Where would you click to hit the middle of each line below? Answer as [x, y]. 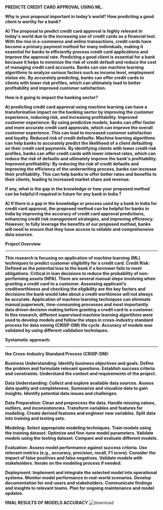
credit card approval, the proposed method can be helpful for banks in [77, 208]
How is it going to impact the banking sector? [52, 97]
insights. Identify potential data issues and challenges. [61, 393]
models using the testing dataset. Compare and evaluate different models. [81, 438]
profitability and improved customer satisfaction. [56, 88]
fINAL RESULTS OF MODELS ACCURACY [47, 503]
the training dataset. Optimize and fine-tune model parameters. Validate [79, 433]
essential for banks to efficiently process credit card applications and [77, 52]
